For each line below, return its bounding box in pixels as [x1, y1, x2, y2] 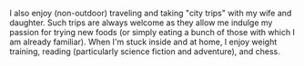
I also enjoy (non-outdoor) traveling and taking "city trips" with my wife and [9, 8, 292, 18]
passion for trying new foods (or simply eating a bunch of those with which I [9, 27, 296, 37]
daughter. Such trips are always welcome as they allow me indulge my [9, 17, 273, 28]
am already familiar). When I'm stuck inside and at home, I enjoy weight [9, 36, 278, 47]
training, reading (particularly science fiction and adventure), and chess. [9, 46, 280, 57]
